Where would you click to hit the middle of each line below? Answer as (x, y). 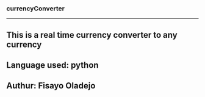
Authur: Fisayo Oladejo (51, 86)
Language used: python (52, 65)
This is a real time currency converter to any (92, 35)
